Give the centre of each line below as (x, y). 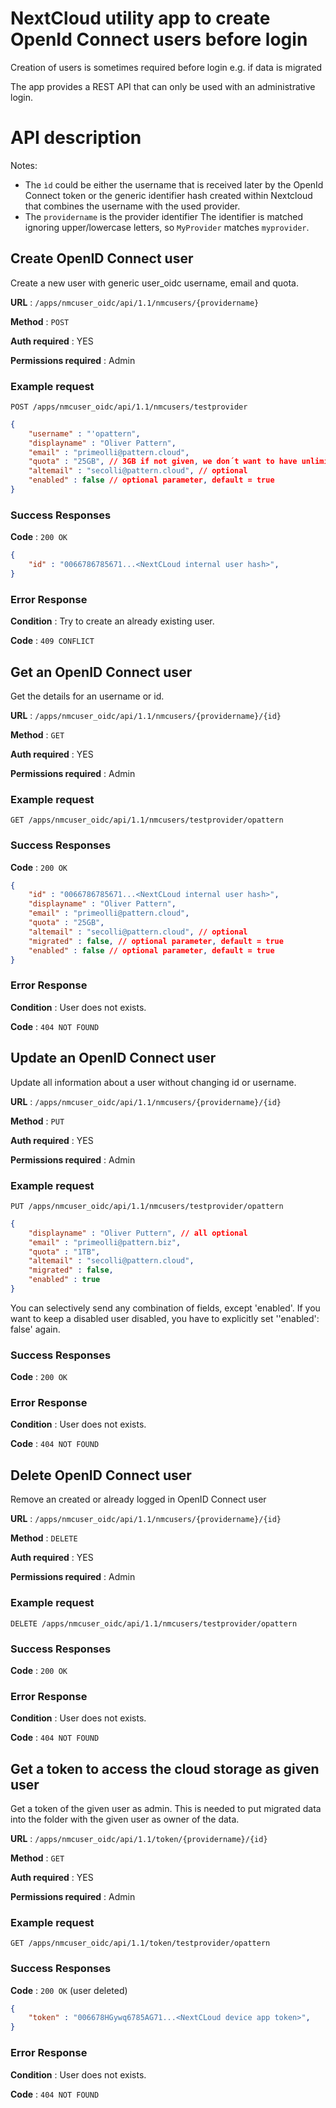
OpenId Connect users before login (159, 39)
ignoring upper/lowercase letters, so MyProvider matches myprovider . (167, 227)
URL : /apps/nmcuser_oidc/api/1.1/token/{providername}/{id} (139, 1838)
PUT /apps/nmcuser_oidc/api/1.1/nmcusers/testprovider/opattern (147, 1206)
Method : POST (40, 321)
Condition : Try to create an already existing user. (112, 621)
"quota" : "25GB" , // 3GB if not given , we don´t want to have (163, 462)
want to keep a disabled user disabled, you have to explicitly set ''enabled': (165, 1318)
